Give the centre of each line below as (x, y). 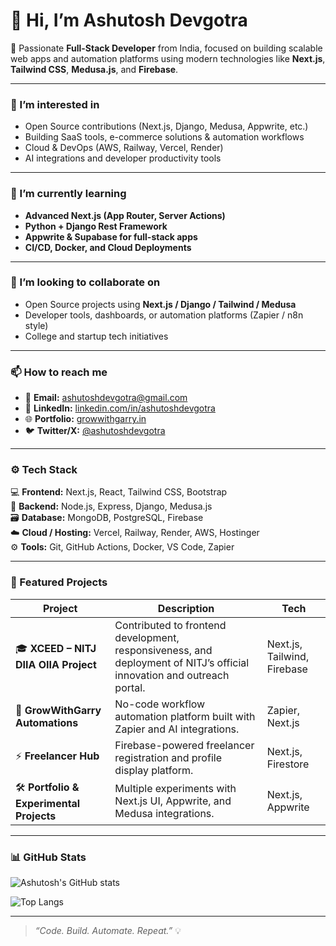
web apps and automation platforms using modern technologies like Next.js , (168, 58)
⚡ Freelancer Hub (57, 756)
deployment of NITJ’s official (182, 662)
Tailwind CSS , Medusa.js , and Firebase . (94, 69)
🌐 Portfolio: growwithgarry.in (85, 419)
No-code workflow (160, 704)
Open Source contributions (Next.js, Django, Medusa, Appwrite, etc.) (166, 126)
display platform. (154, 770)
